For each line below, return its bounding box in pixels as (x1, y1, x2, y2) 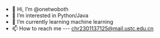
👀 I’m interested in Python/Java (11, 12, 88, 19)
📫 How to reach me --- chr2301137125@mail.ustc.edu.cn (11, 25, 154, 32)
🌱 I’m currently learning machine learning (11, 18, 113, 25)
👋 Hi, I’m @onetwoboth (11, 6, 69, 12)
